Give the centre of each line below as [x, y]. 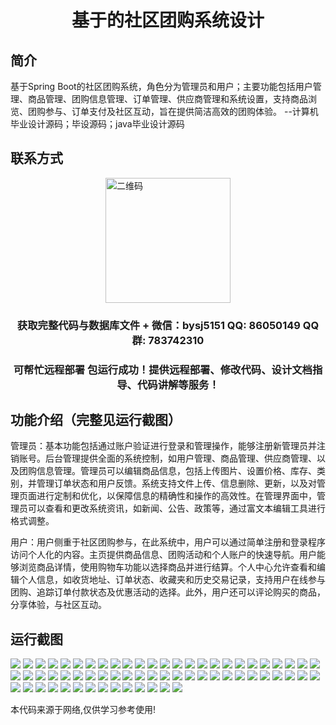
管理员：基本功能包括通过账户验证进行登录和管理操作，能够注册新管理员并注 [168, 446]
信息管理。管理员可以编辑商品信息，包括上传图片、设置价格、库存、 [176, 471]
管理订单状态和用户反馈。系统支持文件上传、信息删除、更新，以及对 [176, 483]
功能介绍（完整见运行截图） [96, 420]
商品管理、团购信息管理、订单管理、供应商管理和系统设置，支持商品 [167, 99]
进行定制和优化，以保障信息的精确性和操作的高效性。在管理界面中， [176, 496]
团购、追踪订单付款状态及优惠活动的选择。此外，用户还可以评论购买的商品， [168, 592]
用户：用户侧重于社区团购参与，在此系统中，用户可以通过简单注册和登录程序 [168, 542]
